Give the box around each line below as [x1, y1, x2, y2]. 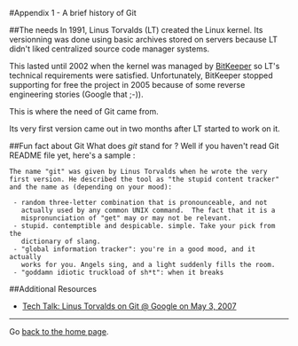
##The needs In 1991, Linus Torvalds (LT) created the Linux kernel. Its [9, 25, 263, 35]
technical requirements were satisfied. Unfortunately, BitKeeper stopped [9, 70, 273, 81]
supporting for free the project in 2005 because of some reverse [9, 80, 246, 90]
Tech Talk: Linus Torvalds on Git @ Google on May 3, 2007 [21, 301, 237, 311]
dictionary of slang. [20, 237, 101, 246]
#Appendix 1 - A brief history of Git [9, 8, 137, 18]
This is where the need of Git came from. [9, 106, 159, 116]
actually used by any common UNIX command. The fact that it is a [20, 206, 276, 215]
